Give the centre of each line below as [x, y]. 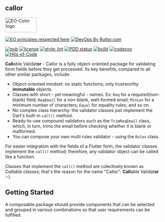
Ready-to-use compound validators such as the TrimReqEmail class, [82, 120]
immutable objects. [32, 89]
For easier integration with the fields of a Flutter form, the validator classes [81, 146]
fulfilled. [13, 215]
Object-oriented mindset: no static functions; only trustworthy [75, 84]
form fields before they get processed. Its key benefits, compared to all [78, 69]
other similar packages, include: [38, 74]
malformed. [24, 131]
